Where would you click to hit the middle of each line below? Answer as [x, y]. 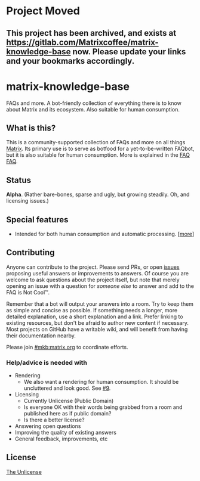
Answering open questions [48, 426]
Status [19, 180]
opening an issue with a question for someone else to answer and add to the [100, 286]
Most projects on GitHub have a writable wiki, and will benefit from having [97, 329]
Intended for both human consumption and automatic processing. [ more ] [104, 234]
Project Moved [43, 11]
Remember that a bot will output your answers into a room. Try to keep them [100, 304]
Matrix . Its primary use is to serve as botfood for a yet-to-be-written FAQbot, [100, 149]
